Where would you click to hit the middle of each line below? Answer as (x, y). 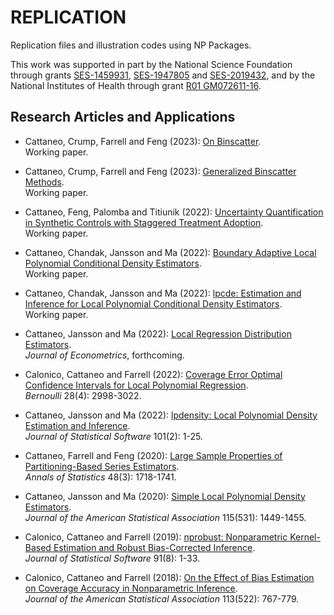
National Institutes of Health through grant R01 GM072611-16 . (136, 85)
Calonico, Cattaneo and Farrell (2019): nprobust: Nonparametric (156, 537)
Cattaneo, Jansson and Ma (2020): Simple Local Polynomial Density (165, 496)
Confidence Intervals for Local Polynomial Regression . (136, 385)
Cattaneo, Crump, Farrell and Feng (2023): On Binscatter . (143, 141)
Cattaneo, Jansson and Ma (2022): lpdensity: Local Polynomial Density (171, 415)
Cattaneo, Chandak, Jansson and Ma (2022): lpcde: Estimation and (163, 293)
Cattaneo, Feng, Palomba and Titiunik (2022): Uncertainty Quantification (174, 212)
